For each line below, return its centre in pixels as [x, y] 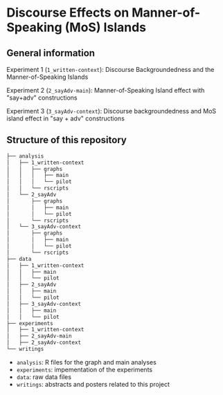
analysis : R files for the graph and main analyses [86, 362]
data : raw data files [44, 377]
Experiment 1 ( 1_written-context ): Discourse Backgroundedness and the [110, 70]
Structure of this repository [67, 140]
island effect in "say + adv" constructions [66, 118]
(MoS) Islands [106, 27]
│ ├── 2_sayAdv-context [44, 343]
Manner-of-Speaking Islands [47, 77]
